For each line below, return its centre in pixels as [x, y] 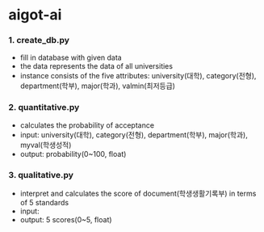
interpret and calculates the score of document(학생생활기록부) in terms [138, 194]
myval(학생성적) [46, 145]
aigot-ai [35, 15]
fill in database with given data [71, 57]
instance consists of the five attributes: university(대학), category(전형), [138, 76]
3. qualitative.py [41, 175]
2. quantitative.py [44, 108]
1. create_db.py [39, 40]
